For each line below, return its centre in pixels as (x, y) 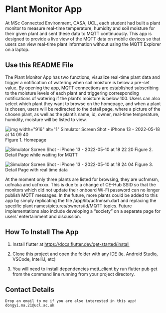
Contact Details (30, 289)
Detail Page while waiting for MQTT (42, 155)
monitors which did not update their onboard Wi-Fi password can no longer (83, 190)
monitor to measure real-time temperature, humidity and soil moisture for (80, 28)
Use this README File (39, 65)
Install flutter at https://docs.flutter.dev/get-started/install (71, 244)
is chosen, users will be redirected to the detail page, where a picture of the (83, 109)
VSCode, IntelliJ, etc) (34, 259)
